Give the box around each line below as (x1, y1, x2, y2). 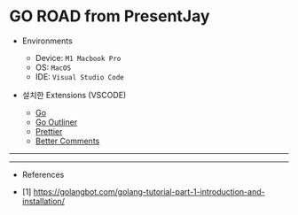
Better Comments (35, 135, 100, 146)
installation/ (21, 196, 65, 206)
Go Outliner (35, 117, 78, 127)
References (21, 169, 65, 180)
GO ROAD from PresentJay (9, 6, 210, 27)
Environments (21, 35, 73, 46)
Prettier (35, 126, 63, 136)
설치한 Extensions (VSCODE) (21, 89, 127, 100)
